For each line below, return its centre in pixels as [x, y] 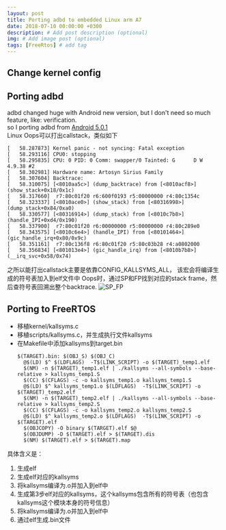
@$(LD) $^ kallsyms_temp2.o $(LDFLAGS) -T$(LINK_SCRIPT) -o [112, 416]
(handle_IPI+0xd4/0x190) [42, 220]
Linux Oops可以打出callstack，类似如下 [62, 136]
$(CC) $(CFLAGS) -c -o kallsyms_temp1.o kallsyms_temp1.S [108, 381]
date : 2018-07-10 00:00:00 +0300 [55, 26]
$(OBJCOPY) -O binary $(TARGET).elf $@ [80, 429]
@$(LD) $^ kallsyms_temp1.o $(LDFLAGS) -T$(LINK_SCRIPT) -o [112, 387]
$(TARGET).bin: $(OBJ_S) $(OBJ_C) [66, 357]
